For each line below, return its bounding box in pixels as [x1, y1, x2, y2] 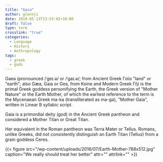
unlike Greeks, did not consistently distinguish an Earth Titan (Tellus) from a [5, 131, 159, 137]
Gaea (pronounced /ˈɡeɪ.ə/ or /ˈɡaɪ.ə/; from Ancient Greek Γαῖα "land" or [5, 76, 152, 82]
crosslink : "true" [5, 30, 43, 35]
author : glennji [5, 12, 38, 17]
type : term [5, 26, 28, 31]
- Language [9, 39, 32, 44]
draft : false [5, 21, 32, 26]
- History [9, 44, 30, 49]
